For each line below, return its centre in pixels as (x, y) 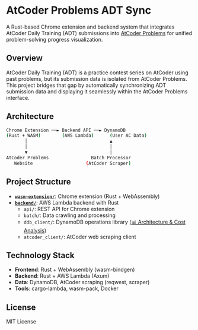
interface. (18, 98)
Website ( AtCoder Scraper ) (73, 163)
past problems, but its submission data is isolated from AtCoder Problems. (97, 78)
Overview (25, 58)
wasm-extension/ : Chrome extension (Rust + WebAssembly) (87, 196)
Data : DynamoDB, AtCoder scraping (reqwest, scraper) (82, 282)
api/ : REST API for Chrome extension (69, 209)
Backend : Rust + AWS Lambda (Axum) (62, 276)
